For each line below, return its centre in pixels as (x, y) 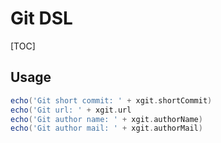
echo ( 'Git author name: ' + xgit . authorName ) (106, 119)
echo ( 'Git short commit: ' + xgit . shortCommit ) (111, 100)
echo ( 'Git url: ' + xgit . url (71, 110)
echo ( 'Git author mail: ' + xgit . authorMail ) (106, 128)
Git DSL (41, 18)
